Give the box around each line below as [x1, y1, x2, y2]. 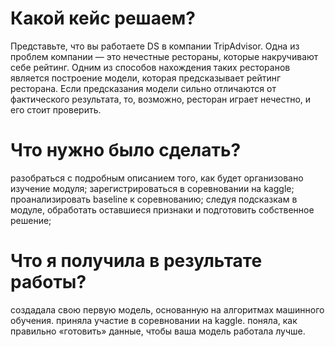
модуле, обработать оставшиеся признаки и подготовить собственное [10, 203, 315, 216]
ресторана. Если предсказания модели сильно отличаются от [10, 82, 277, 94]
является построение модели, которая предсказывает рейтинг [10, 72, 282, 84]
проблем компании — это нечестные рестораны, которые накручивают [10, 50, 319, 62]
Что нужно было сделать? [10, 139, 242, 162]
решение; [10, 214, 52, 226]
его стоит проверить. [10, 103, 102, 116]
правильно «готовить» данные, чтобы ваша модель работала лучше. [10, 325, 306, 337]
